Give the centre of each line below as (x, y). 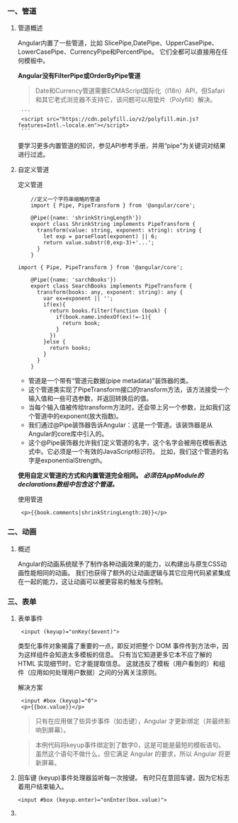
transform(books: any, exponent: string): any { (110, 293)
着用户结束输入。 (42, 786)
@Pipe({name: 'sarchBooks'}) (74, 280)
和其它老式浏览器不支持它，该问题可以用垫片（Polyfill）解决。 (126, 100)
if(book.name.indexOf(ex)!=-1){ (103, 317)
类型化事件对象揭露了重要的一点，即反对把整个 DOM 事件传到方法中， (120, 645)
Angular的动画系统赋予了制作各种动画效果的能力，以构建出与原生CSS (119, 564)
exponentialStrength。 (73, 460)
